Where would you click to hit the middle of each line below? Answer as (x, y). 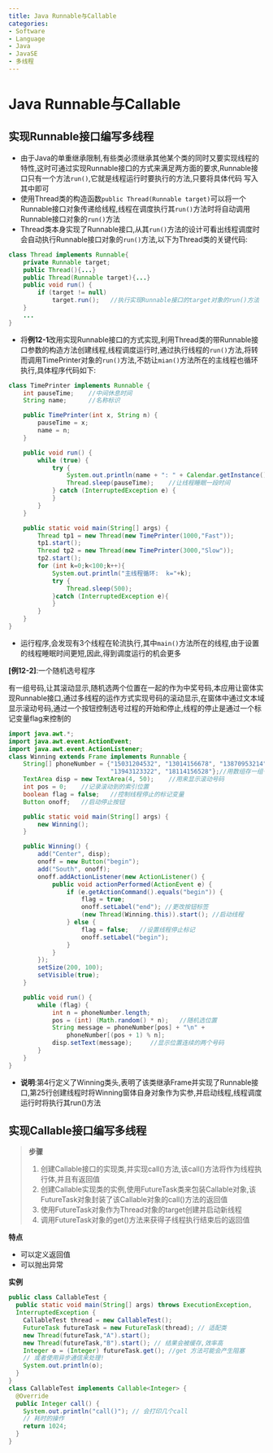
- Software (27, 31)
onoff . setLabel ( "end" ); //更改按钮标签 (145, 907)
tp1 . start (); (60, 543)
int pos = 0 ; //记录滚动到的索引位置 (86, 787)
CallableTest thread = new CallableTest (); (98, 1320)
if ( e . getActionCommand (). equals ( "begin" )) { (145, 892)
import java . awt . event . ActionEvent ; (70, 741)
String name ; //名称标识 (71, 401)
